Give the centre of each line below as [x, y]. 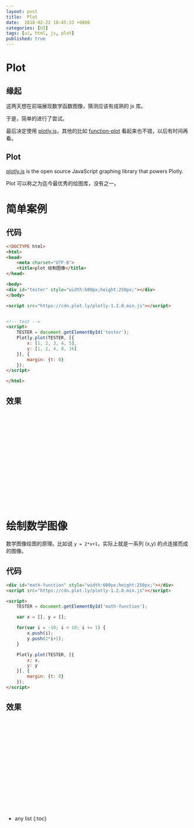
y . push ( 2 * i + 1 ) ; [46, 639]
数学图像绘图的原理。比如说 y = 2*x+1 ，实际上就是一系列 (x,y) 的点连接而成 [97, 544]
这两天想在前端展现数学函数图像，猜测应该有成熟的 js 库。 [76, 106]
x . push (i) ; [40, 633]
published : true [26, 39]
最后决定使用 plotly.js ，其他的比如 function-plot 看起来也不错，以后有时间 [95, 131]
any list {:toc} [30, 818]
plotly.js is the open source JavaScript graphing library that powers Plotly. [95, 171]
